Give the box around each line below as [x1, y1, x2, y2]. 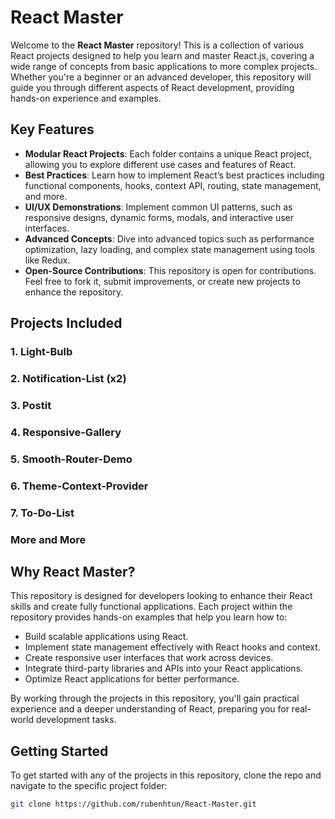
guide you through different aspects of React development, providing [10, 81, 295, 93]
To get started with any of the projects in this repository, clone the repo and [10, 769, 322, 781]
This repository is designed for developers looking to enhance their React [10, 590, 313, 602]
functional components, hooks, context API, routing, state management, [24, 179, 322, 191]
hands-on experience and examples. [10, 92, 162, 104]
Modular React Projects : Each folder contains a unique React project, [24, 147, 312, 160]
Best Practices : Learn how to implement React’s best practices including [24, 169, 325, 181]
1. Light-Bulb [10, 345, 73, 359]
